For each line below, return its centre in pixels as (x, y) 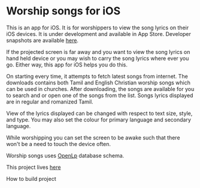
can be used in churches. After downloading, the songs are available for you (100, 89)
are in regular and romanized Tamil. (50, 101)
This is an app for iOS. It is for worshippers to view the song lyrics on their (98, 28)
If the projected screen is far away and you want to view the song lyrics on (98, 51)
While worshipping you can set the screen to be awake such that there (93, 137)
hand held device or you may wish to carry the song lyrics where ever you (98, 58)
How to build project (31, 178)
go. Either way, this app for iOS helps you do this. (67, 65)
